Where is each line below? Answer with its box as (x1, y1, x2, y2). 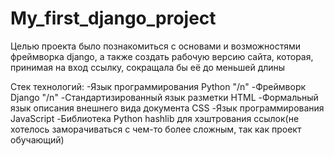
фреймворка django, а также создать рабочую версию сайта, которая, (10, 50, 314, 62)
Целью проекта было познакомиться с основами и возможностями (10, 40, 302, 52)
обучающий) (10, 133, 65, 146)
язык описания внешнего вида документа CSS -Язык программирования (10, 102, 325, 114)
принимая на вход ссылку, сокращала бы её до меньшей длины (10, 61, 286, 73)
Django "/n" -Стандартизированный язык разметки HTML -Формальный (10, 91, 319, 103)
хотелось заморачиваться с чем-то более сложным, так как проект (10, 123, 302, 135)
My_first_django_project (10, 7, 217, 30)
